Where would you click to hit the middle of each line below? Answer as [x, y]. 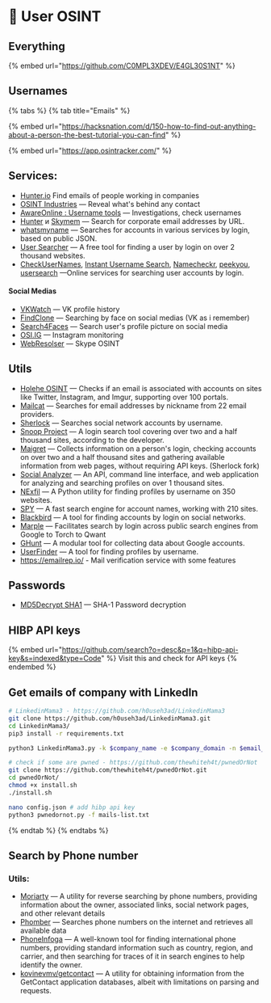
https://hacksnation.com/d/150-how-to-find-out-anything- [159, 126]
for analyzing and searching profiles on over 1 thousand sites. [122, 483]
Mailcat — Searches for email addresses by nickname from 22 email [133, 405]
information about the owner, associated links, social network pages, [134, 905]
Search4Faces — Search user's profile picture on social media [124, 326]
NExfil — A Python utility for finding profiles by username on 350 [128, 491]
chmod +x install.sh [43, 786]
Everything [37, 46]
